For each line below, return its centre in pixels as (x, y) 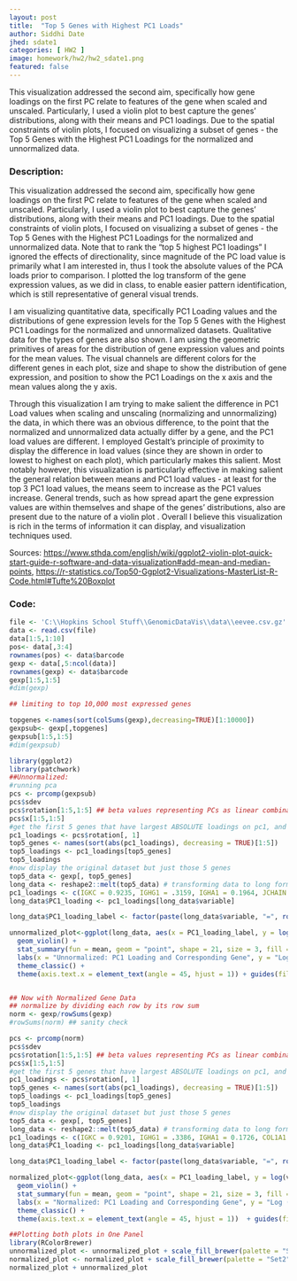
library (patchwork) (45, 769)
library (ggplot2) (41, 761)
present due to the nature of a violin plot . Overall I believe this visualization (146, 517)
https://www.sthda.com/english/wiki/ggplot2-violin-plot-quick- (158, 553)
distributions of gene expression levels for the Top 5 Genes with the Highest (148, 321)
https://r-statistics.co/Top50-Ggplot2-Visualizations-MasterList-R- (157, 571)
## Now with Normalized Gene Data (73, 998)
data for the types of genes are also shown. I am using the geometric (135, 340)
